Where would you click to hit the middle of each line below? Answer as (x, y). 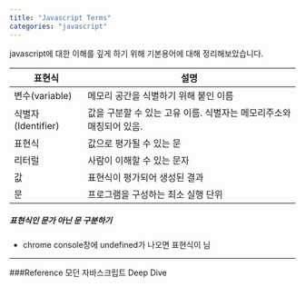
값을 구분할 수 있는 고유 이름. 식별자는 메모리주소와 (189, 113)
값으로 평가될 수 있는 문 (134, 143)
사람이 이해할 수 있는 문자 (138, 160)
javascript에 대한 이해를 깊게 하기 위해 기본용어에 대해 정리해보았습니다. (137, 53)
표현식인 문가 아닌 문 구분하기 (61, 221)
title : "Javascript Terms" (60, 18)
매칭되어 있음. (115, 126)
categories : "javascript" (58, 26)
